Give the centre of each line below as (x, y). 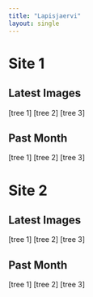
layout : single (34, 23)
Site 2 (28, 190)
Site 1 (27, 64)
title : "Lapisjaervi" (45, 16)
